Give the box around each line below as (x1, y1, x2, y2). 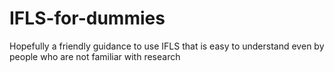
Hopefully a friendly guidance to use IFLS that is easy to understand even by (9, 40, 325, 52)
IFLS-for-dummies (9, 7, 166, 30)
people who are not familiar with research (9, 50, 181, 62)
